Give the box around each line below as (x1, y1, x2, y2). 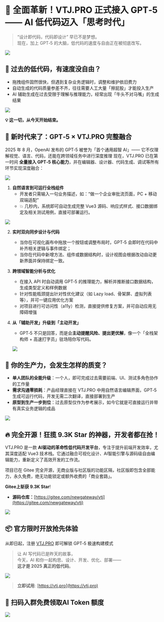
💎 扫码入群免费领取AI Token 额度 (5, 598, 104, 607)
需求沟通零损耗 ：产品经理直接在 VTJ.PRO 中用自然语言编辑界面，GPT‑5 (12, 387, 157, 393)
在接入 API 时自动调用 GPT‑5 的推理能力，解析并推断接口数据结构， (19, 278, 156, 285)
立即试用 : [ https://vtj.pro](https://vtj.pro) (17, 583, 98, 589)
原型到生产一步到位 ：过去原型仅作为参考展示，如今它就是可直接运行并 (12, 399, 154, 405)
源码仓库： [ (12, 494, 36, 500)
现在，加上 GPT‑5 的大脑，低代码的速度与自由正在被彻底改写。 (17, 40, 144, 46)
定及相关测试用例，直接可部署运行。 (19, 209, 93, 215)
